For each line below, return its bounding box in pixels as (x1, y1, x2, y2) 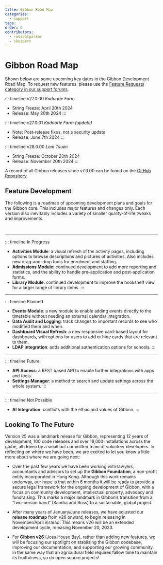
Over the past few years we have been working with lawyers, (12, 463, 134, 470)
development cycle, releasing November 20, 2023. (12, 525, 114, 530)
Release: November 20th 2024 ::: (12, 158, 79, 164)
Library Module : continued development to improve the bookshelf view (12, 279, 155, 285)
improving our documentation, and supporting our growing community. (12, 545, 154, 550)
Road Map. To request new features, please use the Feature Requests (5, 81, 145, 87)
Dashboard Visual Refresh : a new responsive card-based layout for (12, 328, 148, 334)
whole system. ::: (12, 383, 47, 389)
